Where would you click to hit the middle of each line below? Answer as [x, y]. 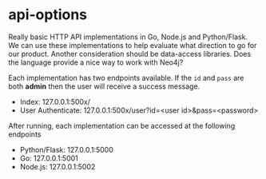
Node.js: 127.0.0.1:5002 [58, 166]
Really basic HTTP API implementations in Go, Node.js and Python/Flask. [128, 37]
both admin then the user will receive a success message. [104, 86]
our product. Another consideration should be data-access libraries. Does [130, 54]
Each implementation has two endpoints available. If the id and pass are [126, 78]
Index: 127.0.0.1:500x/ [55, 101]
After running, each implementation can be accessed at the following [122, 125]
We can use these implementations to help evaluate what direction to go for [133, 45]
